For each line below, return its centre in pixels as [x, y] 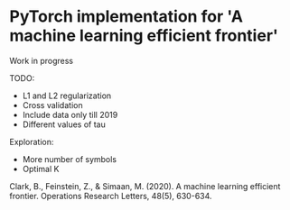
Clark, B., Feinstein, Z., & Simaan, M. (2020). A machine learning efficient [145, 186]
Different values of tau [64, 124]
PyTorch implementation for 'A [126, 17]
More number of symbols [70, 159]
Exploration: [32, 142]
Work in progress [42, 60]
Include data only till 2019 [70, 114]
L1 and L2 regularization [67, 96]
